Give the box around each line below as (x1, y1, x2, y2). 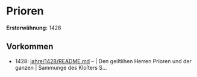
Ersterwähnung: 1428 (6, 24, 61, 31)
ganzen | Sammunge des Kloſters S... (14, 64, 107, 71)
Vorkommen (6, 42, 54, 52)
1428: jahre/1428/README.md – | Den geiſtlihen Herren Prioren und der (14, 57, 192, 64)
